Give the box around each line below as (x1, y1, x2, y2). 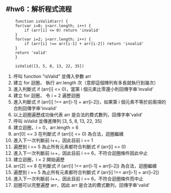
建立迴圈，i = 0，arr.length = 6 (13, 124, 79, 131)
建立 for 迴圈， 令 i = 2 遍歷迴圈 (13, 92, 80, 98)
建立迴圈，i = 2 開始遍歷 (13, 156, 65, 162)
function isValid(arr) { (15, 18, 68, 24)
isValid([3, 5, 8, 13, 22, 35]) (15, 63, 84, 69)
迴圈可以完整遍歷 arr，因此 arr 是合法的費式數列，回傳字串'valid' (13, 182, 150, 188)
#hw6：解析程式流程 (6, 5, 72, 14)
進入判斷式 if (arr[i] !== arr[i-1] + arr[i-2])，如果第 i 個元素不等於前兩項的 (13, 99, 166, 105)
